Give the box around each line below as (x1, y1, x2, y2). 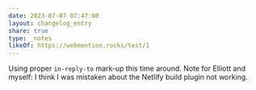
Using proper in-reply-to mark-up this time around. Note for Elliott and (8, 63, 246, 73)
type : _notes (8, 34, 52, 43)
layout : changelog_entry (8, 19, 92, 27)
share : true (8, 27, 48, 35)
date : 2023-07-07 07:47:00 (8, 11, 99, 20)
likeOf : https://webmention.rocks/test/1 (8, 42, 150, 50)
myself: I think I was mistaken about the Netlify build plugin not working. (8, 72, 248, 82)
